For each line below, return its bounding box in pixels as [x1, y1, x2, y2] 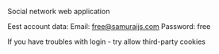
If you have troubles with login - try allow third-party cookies [7, 37, 206, 46]
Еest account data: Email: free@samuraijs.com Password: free [7, 22, 211, 31]
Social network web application [7, 7, 110, 16]
